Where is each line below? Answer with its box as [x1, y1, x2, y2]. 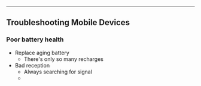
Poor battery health [6, 35, 64, 44]
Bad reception [14, 62, 50, 69]
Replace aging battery [14, 49, 70, 56]
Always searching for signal [23, 68, 93, 75]
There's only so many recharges [23, 55, 103, 63]
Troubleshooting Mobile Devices [6, 17, 130, 27]
